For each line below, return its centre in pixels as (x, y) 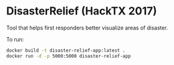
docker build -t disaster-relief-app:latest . (66, 50)
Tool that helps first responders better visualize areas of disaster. (87, 28)
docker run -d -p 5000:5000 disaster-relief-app (69, 56)
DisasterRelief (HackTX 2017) (82, 11)
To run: (15, 39)
